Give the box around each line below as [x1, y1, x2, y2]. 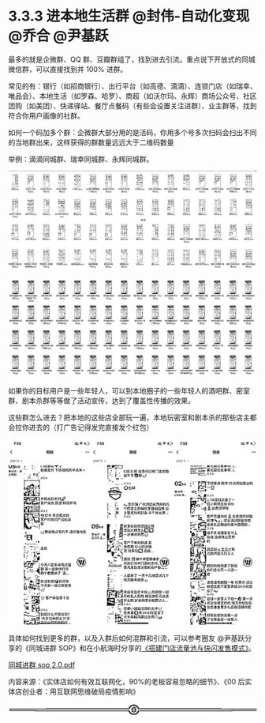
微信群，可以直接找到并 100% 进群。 [8, 64, 128, 73]
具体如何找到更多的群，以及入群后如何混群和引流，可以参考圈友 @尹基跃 [8, 634, 245, 643]
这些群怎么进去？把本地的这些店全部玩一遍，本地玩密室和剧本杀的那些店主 [8, 412, 250, 422]
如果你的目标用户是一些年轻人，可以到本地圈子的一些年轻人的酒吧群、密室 [8, 386, 250, 395]
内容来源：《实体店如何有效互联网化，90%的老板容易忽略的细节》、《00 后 [8, 677, 245, 687]
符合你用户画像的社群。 [8, 111, 84, 120]
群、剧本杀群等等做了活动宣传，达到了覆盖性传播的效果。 [8, 396, 195, 405]
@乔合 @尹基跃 [8, 27, 109, 45]
